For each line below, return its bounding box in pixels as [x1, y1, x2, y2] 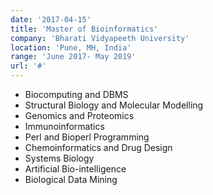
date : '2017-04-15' [10, 14, 92, 25]
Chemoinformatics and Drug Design [24, 142, 173, 153]
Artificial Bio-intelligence [24, 163, 127, 175]
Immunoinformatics [24, 121, 105, 132]
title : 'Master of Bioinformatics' [10, 24, 159, 34]
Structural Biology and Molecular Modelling [24, 99, 204, 111]
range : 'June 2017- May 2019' [10, 52, 137, 62]
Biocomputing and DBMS [24, 89, 129, 100]
